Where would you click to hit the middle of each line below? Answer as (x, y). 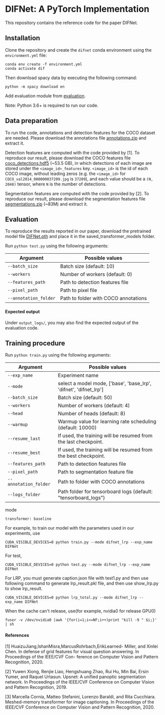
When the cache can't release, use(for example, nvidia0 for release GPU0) (81, 611)
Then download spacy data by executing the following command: (71, 78)
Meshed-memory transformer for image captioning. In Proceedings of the (80, 702)
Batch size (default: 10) (87, 267)
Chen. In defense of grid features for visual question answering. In (72, 651)
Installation (23, 38)
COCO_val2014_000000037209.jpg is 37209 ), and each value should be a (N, (79, 179)
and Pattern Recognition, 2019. (36, 687)
